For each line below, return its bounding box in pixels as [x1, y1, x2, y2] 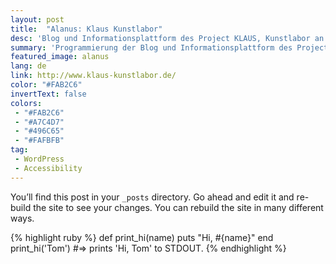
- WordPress [14, 154, 65, 164]
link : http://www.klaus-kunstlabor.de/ [10, 71, 177, 81]
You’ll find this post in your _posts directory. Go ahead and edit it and [10, 191, 295, 203]
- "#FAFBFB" [14, 136, 65, 146]
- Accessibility [14, 163, 83, 173]
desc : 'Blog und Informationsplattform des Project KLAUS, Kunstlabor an [10, 33, 325, 43]
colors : [10, 98, 43, 108]
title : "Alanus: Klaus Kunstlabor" [10, 24, 163, 34]
